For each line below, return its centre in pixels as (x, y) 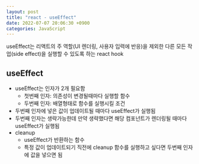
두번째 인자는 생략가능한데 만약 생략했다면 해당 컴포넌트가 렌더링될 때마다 (101, 118)
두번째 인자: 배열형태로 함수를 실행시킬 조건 (75, 103)
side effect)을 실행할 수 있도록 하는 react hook (68, 54)
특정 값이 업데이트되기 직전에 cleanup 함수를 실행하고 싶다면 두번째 (103, 147)
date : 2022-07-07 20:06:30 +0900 (48, 23)
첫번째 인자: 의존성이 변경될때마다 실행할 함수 (77, 96)
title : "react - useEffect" (41, 17)
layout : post (23, 12)
